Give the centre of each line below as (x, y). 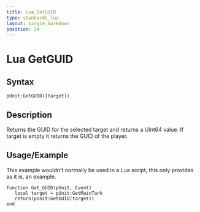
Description (29, 115)
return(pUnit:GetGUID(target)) (55, 199)
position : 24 (23, 29)
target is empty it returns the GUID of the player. (67, 136)
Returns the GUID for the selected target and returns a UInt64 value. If (95, 130)
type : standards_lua (33, 18)
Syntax (20, 82)
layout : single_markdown (38, 23)
